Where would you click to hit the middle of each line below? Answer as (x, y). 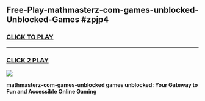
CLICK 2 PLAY (27, 60)
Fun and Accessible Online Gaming (52, 91)
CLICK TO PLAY (30, 37)
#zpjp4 (95, 20)
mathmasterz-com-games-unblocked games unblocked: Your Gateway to (102, 84)
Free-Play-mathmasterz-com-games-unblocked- (103, 10)
